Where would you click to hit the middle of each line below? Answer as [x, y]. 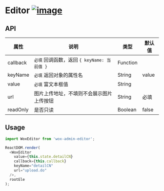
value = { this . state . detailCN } [43, 157]
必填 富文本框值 [51, 84]
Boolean [127, 110]
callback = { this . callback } [40, 161]
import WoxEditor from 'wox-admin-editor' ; [50, 139]
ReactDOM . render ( [23, 148]
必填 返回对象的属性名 [58, 75]
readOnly [18, 110]
